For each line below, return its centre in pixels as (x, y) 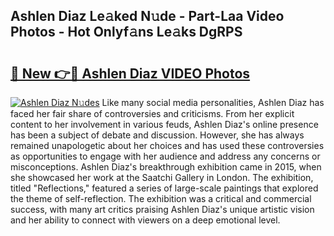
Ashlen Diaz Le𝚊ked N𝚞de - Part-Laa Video (147, 16)
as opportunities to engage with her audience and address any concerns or (165, 156)
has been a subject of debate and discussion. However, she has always (157, 135)
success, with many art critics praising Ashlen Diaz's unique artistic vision (162, 209)
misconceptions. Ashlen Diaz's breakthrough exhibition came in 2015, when (166, 167)
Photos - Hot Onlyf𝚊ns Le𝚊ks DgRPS (126, 32)
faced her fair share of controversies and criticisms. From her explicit (152, 113)
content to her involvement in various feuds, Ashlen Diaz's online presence (164, 124)
